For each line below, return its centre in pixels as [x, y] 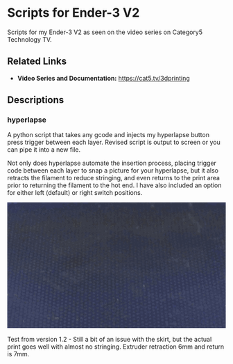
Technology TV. [29, 39]
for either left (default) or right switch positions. [75, 193]
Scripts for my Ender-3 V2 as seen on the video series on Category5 [105, 32]
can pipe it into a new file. [44, 150]
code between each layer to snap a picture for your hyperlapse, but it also [113, 171]
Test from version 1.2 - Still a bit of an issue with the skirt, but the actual [110, 339]
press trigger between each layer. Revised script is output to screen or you [114, 142]
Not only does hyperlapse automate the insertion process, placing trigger [112, 163]
